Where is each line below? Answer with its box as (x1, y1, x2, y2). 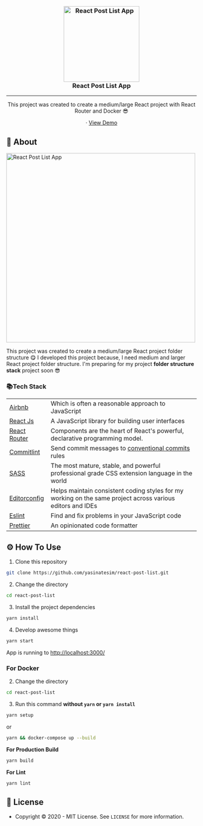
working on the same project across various (50, 494, 175, 502)
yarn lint (6, 780, 31, 786)
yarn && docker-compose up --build (6, 734, 96, 741)
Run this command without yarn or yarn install (14, 700, 136, 707)
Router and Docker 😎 (74, 107, 129, 115)
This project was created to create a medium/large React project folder (6, 347, 183, 355)
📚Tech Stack (6, 382, 47, 391)
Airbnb (9, 403, 29, 411)
